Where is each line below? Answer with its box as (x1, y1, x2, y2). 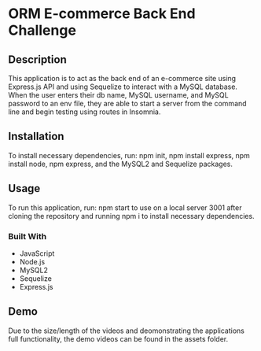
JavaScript (19, 249, 55, 258)
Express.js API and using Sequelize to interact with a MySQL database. (8, 82, 238, 91)
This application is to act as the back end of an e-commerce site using (8, 74, 237, 83)
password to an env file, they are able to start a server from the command (8, 99, 247, 108)
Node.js (19, 257, 46, 266)
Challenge (8, 21, 77, 39)
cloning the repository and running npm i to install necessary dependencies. (8, 211, 255, 220)
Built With (8, 231, 47, 242)
